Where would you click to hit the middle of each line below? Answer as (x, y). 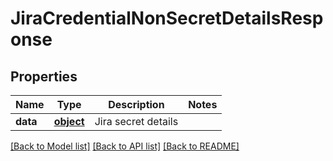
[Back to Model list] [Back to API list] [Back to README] (125, 146)
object (69, 121)
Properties (44, 76)
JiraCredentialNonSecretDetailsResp (167, 18)
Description (136, 104)
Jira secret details (136, 121)
